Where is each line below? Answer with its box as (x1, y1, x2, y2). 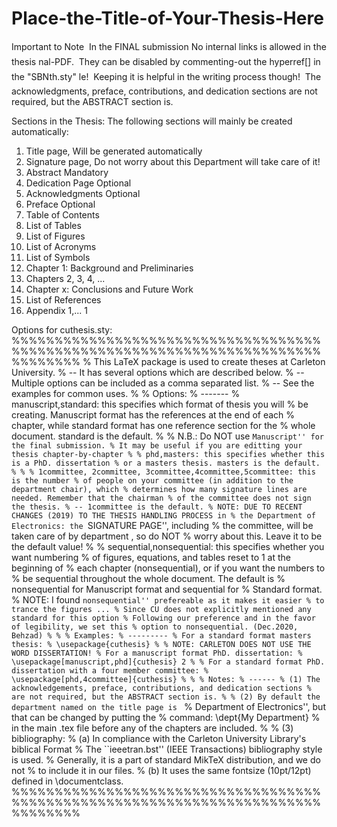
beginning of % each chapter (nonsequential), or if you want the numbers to (11, 562, 326, 574)
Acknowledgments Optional (25, 187, 141, 199)
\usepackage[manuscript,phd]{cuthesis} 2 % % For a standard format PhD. (11, 657, 326, 667)
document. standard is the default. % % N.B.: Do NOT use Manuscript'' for (11, 430, 324, 442)
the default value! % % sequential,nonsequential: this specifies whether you (11, 540, 325, 552)
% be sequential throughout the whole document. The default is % (11, 572, 286, 584)
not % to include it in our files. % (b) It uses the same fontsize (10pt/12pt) (11, 764, 312, 776)
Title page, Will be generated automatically (25, 145, 203, 157)
